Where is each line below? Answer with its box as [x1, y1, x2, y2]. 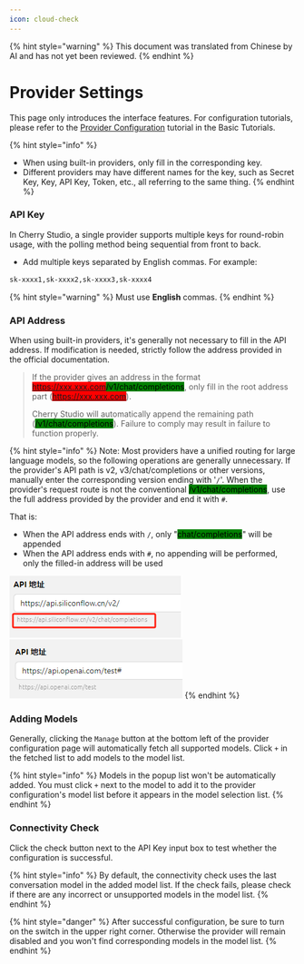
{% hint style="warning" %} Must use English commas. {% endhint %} [9, 291, 275, 302]
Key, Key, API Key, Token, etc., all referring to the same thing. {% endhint [22, 176, 295, 187]
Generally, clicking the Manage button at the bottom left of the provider [9, 733, 270, 744]
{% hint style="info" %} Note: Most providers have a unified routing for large [9, 446, 296, 457]
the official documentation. [9, 354, 111, 365]
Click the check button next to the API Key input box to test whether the [9, 842, 277, 853]
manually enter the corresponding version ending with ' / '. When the [9, 475, 263, 486]
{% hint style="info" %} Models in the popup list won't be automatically [9, 770, 277, 781]
